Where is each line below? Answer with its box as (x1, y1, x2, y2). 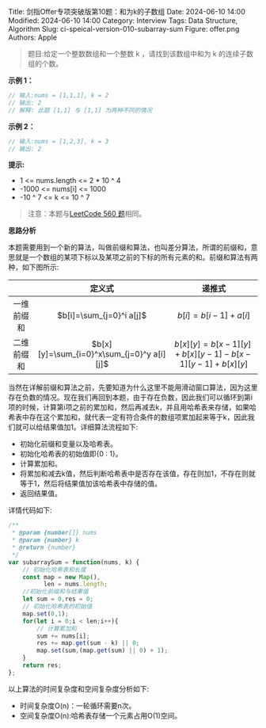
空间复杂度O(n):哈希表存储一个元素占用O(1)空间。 (19, 711, 182, 720)
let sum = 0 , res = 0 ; (22, 595, 93, 604)
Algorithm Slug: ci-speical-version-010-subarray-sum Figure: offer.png (8, 25, 240, 33)
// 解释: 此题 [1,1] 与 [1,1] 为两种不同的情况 (8, 106, 153, 114)
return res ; (22, 661, 62, 669)
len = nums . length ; (43, 581, 108, 589)
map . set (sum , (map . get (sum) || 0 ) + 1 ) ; (36, 646, 169, 655)
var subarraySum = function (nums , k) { (8, 558, 140, 566)
